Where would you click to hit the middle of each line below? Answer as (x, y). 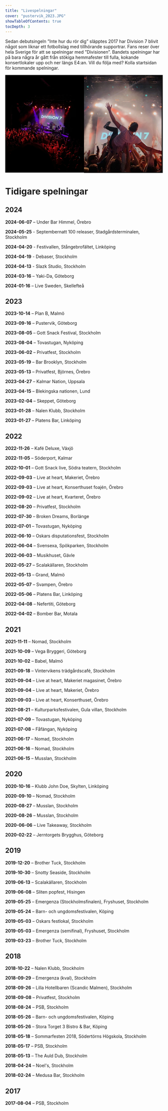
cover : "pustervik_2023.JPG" (35, 16)
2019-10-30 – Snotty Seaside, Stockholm (48, 872)
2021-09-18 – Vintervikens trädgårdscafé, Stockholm (60, 671)
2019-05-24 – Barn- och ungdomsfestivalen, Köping (59, 911)
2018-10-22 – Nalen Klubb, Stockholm (45, 968)
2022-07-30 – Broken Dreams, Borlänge (47, 517)
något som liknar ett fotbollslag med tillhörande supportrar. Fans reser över (82, 47)
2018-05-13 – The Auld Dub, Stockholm (46, 1056)
